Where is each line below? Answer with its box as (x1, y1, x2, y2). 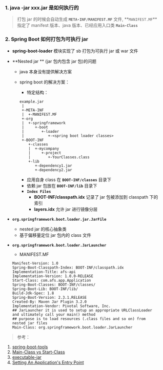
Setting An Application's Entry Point (12, 359, 84, 365)
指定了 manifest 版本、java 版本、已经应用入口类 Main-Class (17, 22, 138, 28)
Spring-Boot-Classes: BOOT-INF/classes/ (12, 282, 96, 287)
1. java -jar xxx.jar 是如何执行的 (5, 4, 79, 11)
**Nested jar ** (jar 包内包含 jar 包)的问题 (12, 58, 97, 64)
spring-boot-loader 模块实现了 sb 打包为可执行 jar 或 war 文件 (12, 48, 138, 54)
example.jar (19, 99, 44, 104)
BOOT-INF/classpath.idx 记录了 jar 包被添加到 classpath (34, 194, 148, 200)
